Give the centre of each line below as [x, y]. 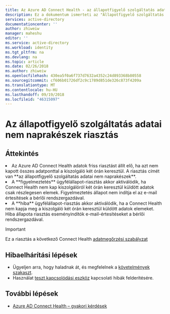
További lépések [32, 294]
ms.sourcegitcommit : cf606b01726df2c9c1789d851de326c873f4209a [73, 80]
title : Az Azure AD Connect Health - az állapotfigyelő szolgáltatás [80, 10]
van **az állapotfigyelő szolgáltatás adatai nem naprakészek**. [71, 176]
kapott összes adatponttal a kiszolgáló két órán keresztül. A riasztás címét [82, 171]
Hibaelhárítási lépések [41, 255]
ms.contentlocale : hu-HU [31, 90]
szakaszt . [23, 273]
